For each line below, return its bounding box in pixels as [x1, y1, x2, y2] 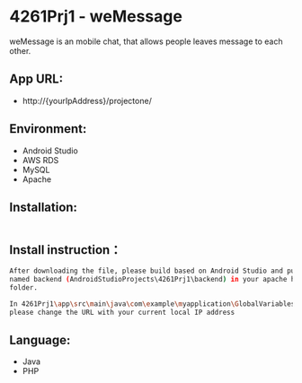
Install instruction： [9, 242, 122, 257]
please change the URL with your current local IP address [9, 308, 235, 317]
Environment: [9, 121, 87, 136]
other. [9, 45, 31, 56]
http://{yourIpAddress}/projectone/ [22, 95, 153, 106]
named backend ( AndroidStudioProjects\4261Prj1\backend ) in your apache [9, 275, 288, 284]
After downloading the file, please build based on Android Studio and [9, 266, 283, 275]
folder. [9, 283, 39, 292]
